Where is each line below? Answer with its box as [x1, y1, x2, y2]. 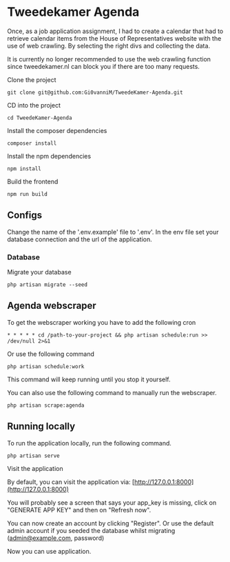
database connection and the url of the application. [7, 235, 153, 243]
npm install [7, 165, 41, 172]
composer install [7, 139, 57, 147]
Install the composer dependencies [7, 126, 107, 134]
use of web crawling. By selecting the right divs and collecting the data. [7, 41, 211, 50]
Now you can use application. [7, 547, 92, 555]
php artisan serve [7, 452, 60, 459]
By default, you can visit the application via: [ [7, 477, 135, 486]
